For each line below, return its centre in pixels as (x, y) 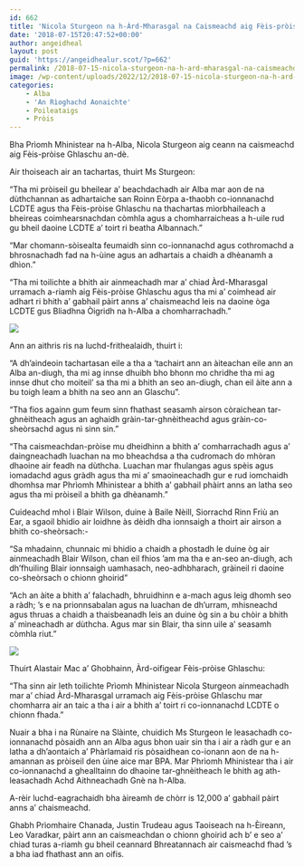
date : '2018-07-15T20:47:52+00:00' (76, 34)
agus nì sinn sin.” (87, 429)
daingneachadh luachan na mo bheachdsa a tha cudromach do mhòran (142, 456)
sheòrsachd (32, 429)
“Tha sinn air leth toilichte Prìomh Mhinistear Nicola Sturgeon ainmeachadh (149, 686)
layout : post (34, 52)
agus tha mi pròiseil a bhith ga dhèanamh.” (89, 495)
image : (22, 77)
